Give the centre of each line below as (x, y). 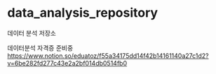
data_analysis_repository (83, 13)
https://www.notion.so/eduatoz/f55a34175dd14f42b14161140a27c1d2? (108, 55)
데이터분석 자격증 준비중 (40, 47)
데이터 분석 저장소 (32, 33)
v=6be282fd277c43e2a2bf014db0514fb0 (67, 63)
